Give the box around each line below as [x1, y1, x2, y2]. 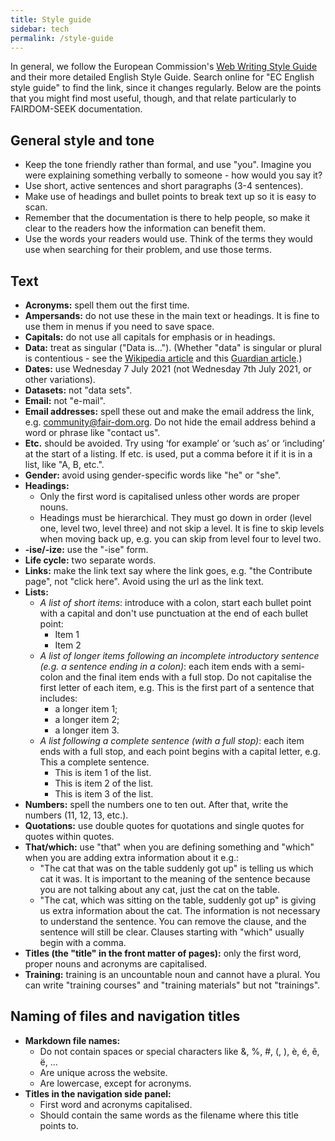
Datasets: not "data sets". [24, 384, 133, 396]
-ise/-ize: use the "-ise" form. [24, 544, 149, 555]
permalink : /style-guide [10, 33, 114, 43]
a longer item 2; [54, 714, 120, 725]
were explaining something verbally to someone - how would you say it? [24, 169, 323, 181]
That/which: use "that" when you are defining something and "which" [24, 841, 315, 853]
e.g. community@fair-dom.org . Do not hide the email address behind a [24, 416, 317, 428]
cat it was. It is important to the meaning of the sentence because [39, 873, 311, 885]
